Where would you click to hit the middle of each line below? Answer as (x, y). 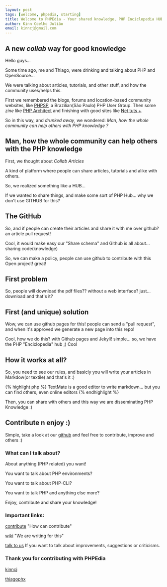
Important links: (25, 515)
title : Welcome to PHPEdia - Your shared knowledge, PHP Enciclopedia (80, 19)
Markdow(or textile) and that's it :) (40, 377)
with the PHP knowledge (44, 149)
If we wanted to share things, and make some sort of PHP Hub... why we (79, 195)
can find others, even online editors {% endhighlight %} (62, 392)
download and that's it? (29, 296)
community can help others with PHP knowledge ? (57, 126)
